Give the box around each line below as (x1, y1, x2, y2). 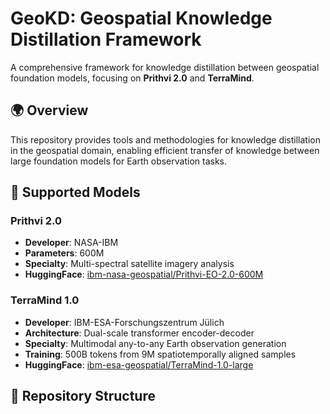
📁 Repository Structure (10, 388, 156, 405)
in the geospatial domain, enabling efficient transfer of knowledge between (10, 144, 320, 156)
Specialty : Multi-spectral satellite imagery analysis (24, 258, 235, 270)
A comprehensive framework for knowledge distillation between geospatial (10, 61, 320, 73)
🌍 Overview (10, 102, 89, 119)
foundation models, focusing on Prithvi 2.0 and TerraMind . (10, 72, 255, 84)
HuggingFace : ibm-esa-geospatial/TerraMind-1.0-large (24, 358, 254, 371)
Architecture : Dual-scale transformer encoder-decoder (24, 327, 255, 339)
